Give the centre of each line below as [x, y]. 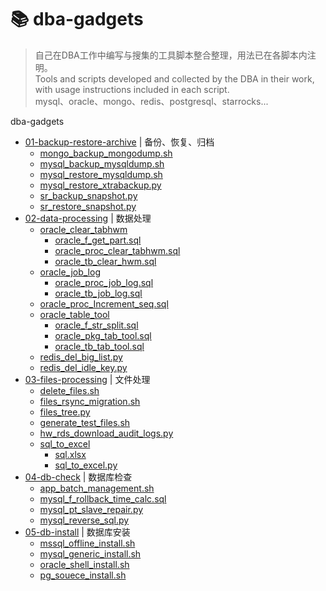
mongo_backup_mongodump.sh [106, 153]
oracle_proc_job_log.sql [104, 282]
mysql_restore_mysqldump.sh [101, 174]
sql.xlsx [70, 454]
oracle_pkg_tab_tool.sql [103, 335]
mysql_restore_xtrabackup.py [100, 185]
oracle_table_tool [74, 314]
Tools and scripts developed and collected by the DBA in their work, [174, 78]
